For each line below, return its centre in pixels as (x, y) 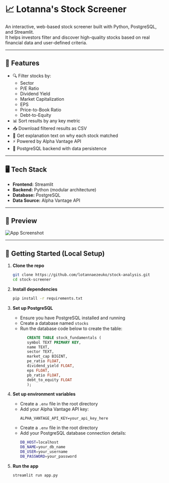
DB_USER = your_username (44, 452)
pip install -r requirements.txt (48, 298)
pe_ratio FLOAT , (44, 361)
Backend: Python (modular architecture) (54, 189)
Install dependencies (35, 289)
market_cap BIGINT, (47, 357)
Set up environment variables (44, 394)
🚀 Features (22, 63)
